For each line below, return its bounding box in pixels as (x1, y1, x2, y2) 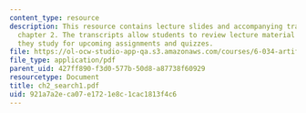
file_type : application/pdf (9, 56, 117, 65)
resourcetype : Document (9, 73, 100, 82)
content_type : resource (9, 13, 100, 23)
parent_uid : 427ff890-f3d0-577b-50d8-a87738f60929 (9, 65, 206, 74)
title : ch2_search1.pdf (9, 81, 100, 90)
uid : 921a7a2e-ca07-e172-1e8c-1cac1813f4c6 (9, 89, 178, 98)
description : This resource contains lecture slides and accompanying (9, 22, 283, 31)
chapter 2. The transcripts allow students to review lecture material (17, 30, 296, 39)
